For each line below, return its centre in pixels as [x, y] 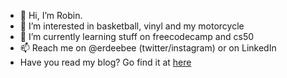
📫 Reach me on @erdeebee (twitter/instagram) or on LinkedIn [148, 48]
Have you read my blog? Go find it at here [105, 62]
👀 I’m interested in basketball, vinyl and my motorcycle [132, 26]
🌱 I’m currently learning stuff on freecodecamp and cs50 [137, 36]
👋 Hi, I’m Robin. [51, 15]
